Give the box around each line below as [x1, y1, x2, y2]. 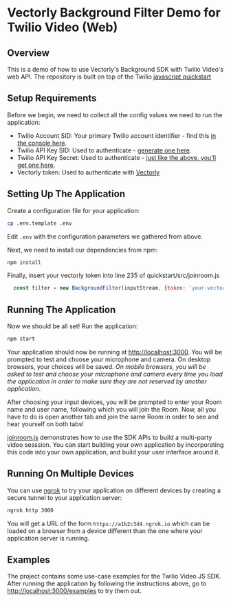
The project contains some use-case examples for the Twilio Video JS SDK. [7, 572, 221, 581]
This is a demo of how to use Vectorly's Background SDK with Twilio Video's [7, 66, 224, 73]
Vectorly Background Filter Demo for [7, 5, 221, 21]
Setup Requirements [7, 92, 97, 104]
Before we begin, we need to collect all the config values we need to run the [7, 110, 223, 119]
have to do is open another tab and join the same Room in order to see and [7, 412, 219, 421]
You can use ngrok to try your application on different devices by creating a [7, 486, 221, 494]
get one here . [16, 161, 56, 169]
